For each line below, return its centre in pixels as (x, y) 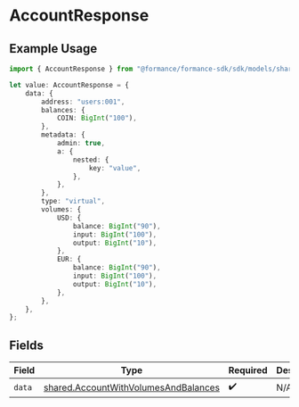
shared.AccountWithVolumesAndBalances (132, 387)
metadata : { (64, 135)
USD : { (69, 218)
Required (248, 370)
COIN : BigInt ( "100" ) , (97, 118)
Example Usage (53, 49)
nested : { (91, 160)
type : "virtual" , (73, 202)
